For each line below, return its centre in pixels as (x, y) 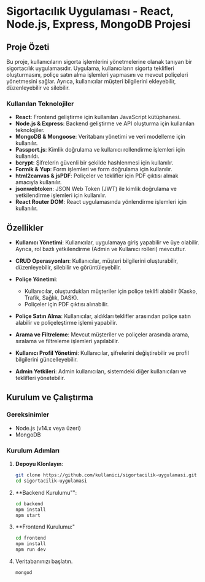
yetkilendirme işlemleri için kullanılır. (61, 195)
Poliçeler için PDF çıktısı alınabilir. (67, 305)
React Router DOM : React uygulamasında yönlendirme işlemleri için (101, 202)
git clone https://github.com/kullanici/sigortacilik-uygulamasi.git (106, 475)
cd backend (29, 504)
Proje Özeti (28, 47)
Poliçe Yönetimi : (36, 279)
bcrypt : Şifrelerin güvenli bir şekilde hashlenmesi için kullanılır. (94, 163)
